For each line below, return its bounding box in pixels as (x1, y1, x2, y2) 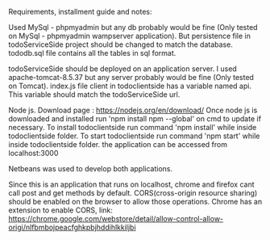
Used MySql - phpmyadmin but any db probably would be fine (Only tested (8, 23, 258, 32)
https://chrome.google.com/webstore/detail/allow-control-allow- (8, 214, 224, 223)
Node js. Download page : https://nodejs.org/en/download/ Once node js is (8, 105, 258, 115)
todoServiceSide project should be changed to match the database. (8, 40, 234, 49)
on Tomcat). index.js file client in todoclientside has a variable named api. (8, 81, 252, 91)
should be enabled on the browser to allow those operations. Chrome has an (8, 197, 263, 206)
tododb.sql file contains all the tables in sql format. (8, 48, 177, 57)
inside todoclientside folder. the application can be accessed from (8, 140, 228, 149)
